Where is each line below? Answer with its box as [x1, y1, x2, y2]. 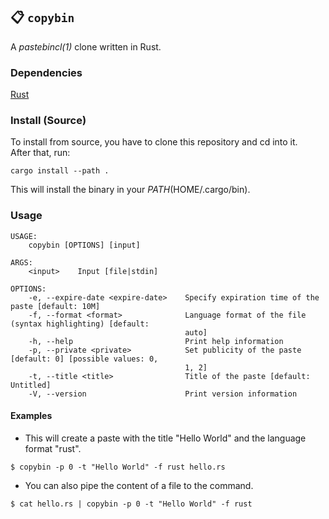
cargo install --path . [10, 166, 110, 176]
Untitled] [10, 380, 52, 390]
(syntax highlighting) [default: [10, 319, 150, 329]
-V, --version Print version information [28, 389, 298, 399]
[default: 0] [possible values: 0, [10, 354, 159, 364]
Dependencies [10, 65, 83, 79]
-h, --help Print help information [28, 336, 284, 346]
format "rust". [24, 442, 82, 454]
